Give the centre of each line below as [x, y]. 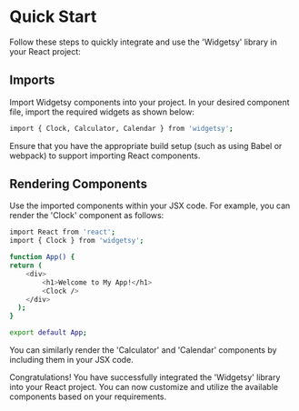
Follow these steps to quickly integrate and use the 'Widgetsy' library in [143, 42]
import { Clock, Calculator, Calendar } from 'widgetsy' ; [121, 128]
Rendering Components [79, 184]
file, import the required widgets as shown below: [102, 112]
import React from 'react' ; [63, 232]
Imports [32, 80]
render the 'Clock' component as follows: [87, 216]
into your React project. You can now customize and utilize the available [144, 387]
